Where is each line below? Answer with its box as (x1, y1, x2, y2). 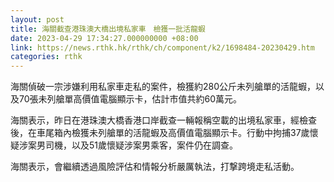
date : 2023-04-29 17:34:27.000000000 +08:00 (10, 33, 199, 43)
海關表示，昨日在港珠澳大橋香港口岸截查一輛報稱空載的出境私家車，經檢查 (10, 114, 317, 126)
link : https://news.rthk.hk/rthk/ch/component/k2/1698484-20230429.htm (10, 42, 315, 53)
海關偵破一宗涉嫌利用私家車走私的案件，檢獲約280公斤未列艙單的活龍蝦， (10, 81, 317, 93)
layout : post (10, 14, 65, 25)
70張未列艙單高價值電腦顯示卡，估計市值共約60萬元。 (18, 93, 243, 105)
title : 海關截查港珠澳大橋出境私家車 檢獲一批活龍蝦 (10, 24, 206, 34)
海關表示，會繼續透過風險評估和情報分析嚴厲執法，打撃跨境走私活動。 (10, 161, 300, 173)
